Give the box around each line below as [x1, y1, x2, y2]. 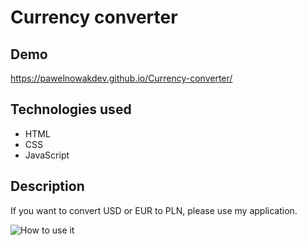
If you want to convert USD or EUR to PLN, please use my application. [10, 204, 298, 216]
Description [10, 178, 85, 195]
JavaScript [24, 149, 70, 161]
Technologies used [10, 101, 132, 118]
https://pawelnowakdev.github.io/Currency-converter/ [10, 72, 233, 84]
